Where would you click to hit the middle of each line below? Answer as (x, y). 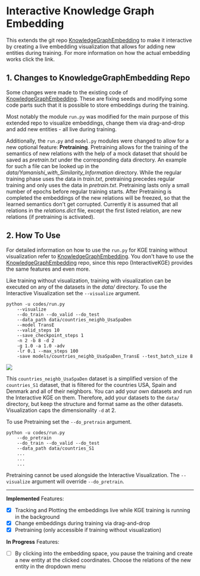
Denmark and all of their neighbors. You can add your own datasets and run (99, 391)
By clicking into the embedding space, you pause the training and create (104, 553)
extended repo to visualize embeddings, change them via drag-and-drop (96, 123)
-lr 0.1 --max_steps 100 (48, 351)
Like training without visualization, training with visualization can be (89, 280)
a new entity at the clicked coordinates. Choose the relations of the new (103, 560)
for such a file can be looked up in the (53, 166)
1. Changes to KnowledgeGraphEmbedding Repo (98, 78)
